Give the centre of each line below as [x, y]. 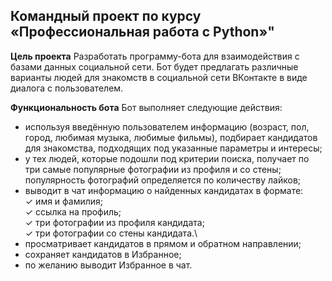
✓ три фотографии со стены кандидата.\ [111, 233]
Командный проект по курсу [106, 16]
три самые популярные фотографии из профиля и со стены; [153, 169]
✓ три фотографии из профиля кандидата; [114, 222]
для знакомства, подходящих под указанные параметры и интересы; [173, 148]
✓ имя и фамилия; [64, 201]
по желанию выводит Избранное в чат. [108, 265]
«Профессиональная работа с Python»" [142, 32]
